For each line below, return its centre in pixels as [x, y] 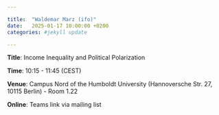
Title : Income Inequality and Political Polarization [76, 57]
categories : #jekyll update [47, 32]
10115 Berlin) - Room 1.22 [43, 91]
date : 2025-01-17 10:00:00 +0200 [58, 26]
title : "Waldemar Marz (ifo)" [52, 19]
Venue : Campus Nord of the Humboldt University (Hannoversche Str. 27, [110, 84]
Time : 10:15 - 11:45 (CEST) [44, 71]
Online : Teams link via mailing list [54, 105]
